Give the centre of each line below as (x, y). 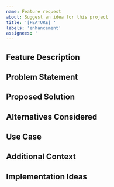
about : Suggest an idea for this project (57, 17)
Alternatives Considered (52, 117)
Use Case (24, 137)
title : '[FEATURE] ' (31, 22)
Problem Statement (42, 77)
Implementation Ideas (47, 176)
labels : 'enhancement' (34, 28)
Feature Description (43, 57)
